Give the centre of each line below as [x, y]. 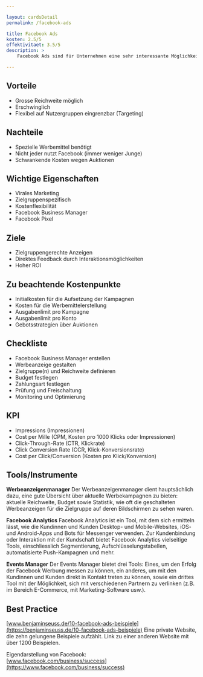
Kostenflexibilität [36, 206]
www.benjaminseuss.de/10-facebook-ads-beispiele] [73, 624]
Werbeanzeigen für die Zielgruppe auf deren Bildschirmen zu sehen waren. [100, 509]
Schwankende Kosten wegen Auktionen [65, 160]
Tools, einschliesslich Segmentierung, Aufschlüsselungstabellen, [87, 546]
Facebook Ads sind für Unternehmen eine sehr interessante [93, 56]
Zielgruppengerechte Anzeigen [54, 253]
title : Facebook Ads [32, 34]
